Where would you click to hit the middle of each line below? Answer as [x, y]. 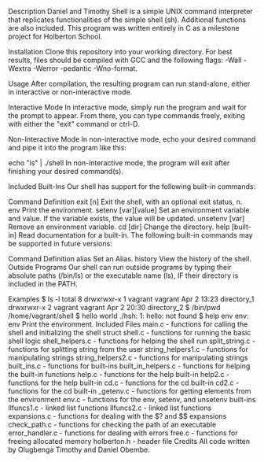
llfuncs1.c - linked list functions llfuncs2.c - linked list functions [110, 408]
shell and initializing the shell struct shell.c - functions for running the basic [130, 333]
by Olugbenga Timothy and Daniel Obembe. [79, 449]
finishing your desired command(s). [66, 171]
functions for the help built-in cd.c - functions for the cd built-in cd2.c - [124, 383]
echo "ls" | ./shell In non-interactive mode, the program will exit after [119, 163]
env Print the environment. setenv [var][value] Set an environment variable [129, 210]
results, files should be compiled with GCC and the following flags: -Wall [125, 60]
